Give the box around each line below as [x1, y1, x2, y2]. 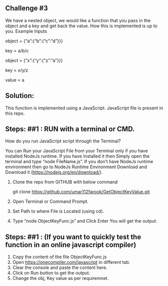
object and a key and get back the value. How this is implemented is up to [5, 23, 158, 29]
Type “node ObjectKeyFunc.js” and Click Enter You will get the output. [12, 218, 157, 224]
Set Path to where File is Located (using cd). [12, 208, 104, 214]
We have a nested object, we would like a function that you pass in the [5, 17, 151, 23]
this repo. [5, 110, 25, 116]
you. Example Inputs [5, 28, 48, 34]
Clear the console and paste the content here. [12, 264, 108, 271]
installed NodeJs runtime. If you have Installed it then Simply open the [5, 153, 150, 159]
